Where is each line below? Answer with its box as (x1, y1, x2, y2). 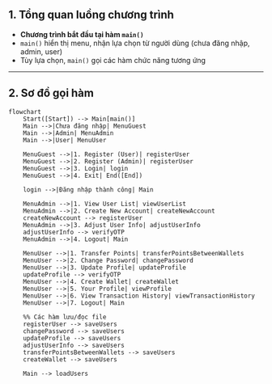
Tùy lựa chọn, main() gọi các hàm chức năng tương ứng (19, 55, 206, 65)
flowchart (8, 108, 42, 116)
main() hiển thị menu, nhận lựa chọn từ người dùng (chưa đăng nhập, (19, 38, 250, 48)
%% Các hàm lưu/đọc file (23, 313, 107, 321)
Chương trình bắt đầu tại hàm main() (19, 29, 144, 39)
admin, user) (19, 46, 63, 57)
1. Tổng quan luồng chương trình (8, 8, 174, 22)
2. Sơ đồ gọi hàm (8, 87, 95, 100)
